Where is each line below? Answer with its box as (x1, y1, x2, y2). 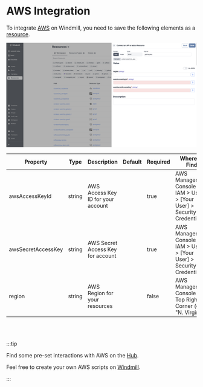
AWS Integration (6, 4, 91, 18)
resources (87, 302, 113, 309)
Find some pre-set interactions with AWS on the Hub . (6, 352, 139, 359)
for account (87, 252, 117, 260)
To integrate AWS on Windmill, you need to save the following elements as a (6, 24, 196, 31)
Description (87, 158, 118, 165)
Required (147, 158, 170, 165)
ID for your (87, 196, 114, 203)
